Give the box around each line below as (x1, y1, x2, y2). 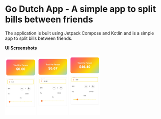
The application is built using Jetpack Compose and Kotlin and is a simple (5, 30, 154, 36)
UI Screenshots (5, 45, 37, 51)
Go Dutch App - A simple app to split (5, 3, 156, 15)
